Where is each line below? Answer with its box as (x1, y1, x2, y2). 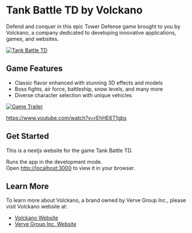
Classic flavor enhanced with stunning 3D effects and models (14, 79, 163, 86)
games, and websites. (6, 35, 59, 42)
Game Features (6, 64, 63, 74)
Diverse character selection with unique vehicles (14, 91, 132, 98)
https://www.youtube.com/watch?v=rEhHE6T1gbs (6, 114, 127, 121)
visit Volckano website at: (6, 203, 68, 210)
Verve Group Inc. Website (14, 221, 77, 228)
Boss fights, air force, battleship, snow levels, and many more (14, 85, 163, 92)
